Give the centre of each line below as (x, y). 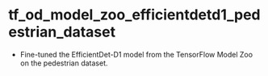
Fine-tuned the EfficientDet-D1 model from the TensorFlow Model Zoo (136, 54)
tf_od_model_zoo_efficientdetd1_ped (134, 15)
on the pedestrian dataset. (64, 63)
